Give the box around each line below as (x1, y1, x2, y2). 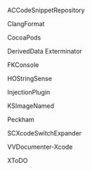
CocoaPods (7, 33, 41, 42)
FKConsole (7, 61, 39, 69)
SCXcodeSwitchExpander (7, 129, 82, 137)
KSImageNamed (7, 102, 55, 110)
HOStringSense (7, 74, 53, 83)
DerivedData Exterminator (7, 47, 83, 55)
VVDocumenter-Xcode (7, 142, 73, 151)
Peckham (7, 116, 35, 123)
